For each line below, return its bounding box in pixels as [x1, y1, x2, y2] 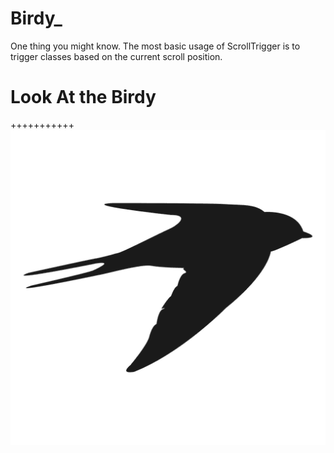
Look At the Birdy [10, 86, 157, 109]
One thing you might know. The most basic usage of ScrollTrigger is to [10, 40, 301, 52]
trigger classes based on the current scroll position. [10, 50, 223, 62]
